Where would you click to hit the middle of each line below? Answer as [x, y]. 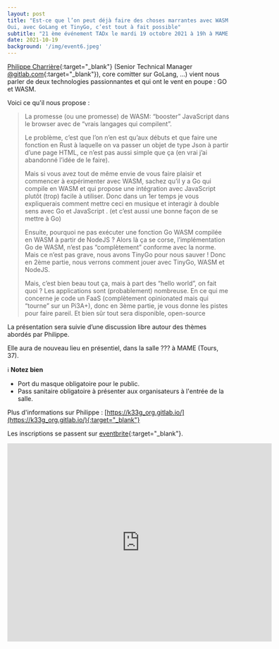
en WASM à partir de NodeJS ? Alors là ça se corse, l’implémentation [125, 240]
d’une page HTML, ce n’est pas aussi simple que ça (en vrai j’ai [116, 153]
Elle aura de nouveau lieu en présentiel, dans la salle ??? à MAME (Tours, [113, 348]
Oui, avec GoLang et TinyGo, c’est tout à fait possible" [94, 27]
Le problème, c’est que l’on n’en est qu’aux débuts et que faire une [121, 137]
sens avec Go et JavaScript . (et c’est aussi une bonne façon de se [121, 211]
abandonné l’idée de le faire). [67, 160]
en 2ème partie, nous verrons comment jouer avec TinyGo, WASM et [124, 262]
